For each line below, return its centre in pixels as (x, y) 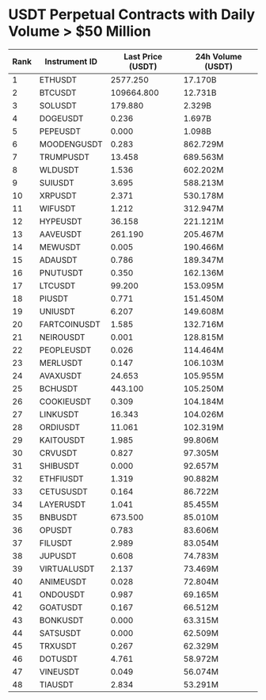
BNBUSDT (58, 517)
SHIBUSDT (59, 466)
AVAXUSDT (61, 375)
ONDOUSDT (62, 594)
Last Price (143, 56)
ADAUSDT (58, 260)
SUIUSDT (57, 182)
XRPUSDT (58, 196)
